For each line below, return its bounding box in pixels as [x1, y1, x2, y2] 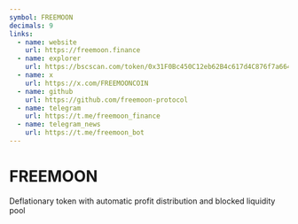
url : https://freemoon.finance [25, 46, 141, 55]
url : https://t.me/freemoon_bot [25, 128, 145, 137]
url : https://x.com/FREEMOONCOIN [25, 79, 149, 88]
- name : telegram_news [17, 120, 101, 129]
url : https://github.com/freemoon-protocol [25, 95, 189, 104]
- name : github [17, 87, 74, 96]
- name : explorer [17, 54, 82, 63]
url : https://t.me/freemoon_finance [25, 112, 161, 120]
